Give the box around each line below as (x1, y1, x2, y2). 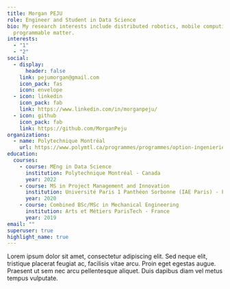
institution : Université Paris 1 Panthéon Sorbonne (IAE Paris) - (25, 189, 219, 196)
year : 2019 (25, 214, 57, 221)
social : (7, 55, 29, 62)
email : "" (7, 220, 36, 227)
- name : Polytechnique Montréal (13, 138, 106, 145)
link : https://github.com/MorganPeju (19, 125, 127, 132)
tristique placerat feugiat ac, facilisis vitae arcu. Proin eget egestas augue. (7, 259, 216, 268)
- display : (13, 61, 44, 68)
